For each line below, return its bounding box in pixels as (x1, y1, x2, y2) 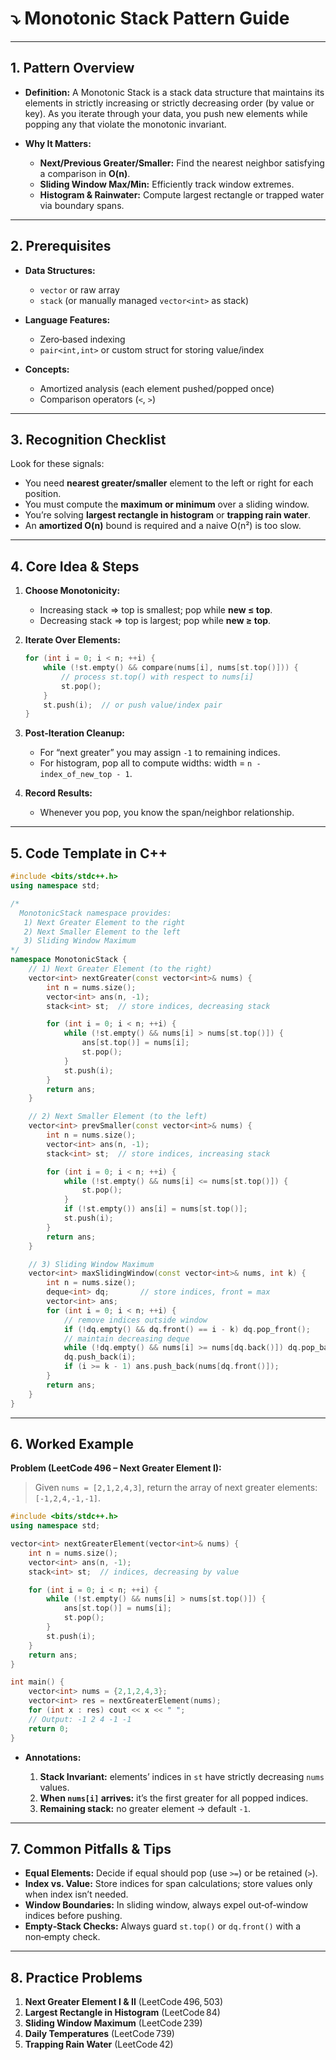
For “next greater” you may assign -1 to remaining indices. (39, 747, 281, 759)
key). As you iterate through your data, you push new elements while (24, 107, 308, 119)
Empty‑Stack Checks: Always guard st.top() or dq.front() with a (24, 1920, 302, 1932)
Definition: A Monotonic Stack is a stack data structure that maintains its (24, 86, 325, 98)
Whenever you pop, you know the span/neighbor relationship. (39, 807, 295, 819)
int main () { (10, 1677, 65, 1687)
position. (24, 488, 62, 500)
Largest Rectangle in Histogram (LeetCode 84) (24, 2007, 221, 2019)
